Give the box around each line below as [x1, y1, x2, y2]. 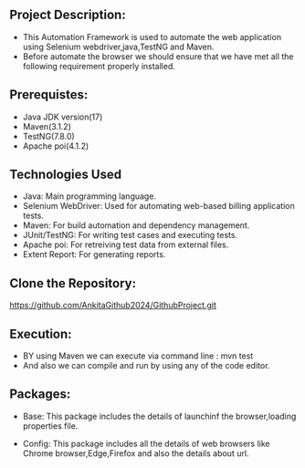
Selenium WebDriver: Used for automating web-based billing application [22, 201, 295, 212]
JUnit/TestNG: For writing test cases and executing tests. [22, 230, 238, 241]
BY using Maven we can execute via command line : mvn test [22, 350, 254, 361]
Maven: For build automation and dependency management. [22, 220, 250, 231]
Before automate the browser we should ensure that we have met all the [22, 50, 294, 62]
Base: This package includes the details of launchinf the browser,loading [22, 411, 297, 421]
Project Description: [9, 7, 126, 23]
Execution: [9, 326, 72, 341]
